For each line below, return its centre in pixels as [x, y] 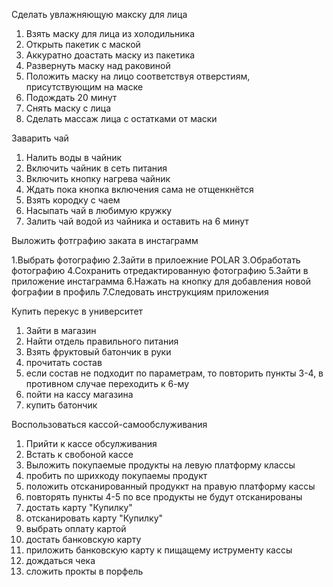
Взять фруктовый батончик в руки [98, 352]
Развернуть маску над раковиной [98, 65]
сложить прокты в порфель [84, 571]
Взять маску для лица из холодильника [110, 33]
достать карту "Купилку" [79, 507]
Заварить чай [40, 138]
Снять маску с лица [68, 108]
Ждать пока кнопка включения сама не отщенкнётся [139, 189]
